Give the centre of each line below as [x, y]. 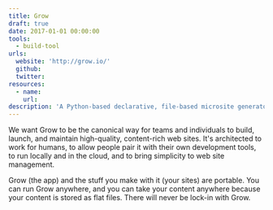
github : [29, 69]
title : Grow [28, 16]
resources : [27, 84]
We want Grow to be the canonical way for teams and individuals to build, [131, 130]
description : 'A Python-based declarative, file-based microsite [121, 107]
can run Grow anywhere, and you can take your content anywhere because [134, 189]
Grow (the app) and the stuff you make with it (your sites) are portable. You [134, 181]
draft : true [28, 24]
